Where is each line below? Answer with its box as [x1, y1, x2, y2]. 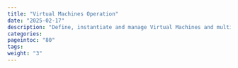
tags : [7, 43, 23, 50]
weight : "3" [7, 50, 42, 57]
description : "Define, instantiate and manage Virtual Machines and [7, 23, 214, 30]
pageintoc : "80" [7, 37, 55, 44]
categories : [7, 30, 42, 38]
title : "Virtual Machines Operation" [7, 10, 119, 18]
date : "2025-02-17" [7, 17, 65, 24]
